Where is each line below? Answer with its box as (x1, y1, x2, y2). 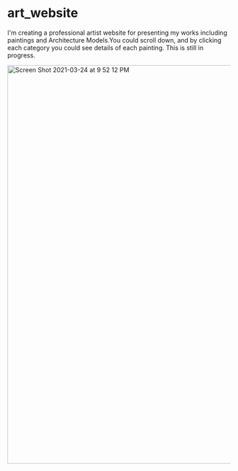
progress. (7, 51, 35, 59)
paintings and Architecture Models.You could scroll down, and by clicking (7, 35, 222, 44)
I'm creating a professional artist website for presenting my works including (7, 28, 228, 37)
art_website (7, 5, 79, 21)
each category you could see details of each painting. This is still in (7, 43, 204, 52)
